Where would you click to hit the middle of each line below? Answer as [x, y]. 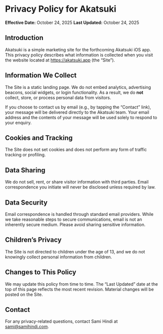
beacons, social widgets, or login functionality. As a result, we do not [74, 92]
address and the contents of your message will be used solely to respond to [81, 117]
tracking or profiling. [26, 155]
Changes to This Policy [41, 272]
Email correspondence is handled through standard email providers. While [79, 214]
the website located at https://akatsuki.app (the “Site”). [60, 60]
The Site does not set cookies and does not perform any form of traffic [76, 149]
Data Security [26, 202]
